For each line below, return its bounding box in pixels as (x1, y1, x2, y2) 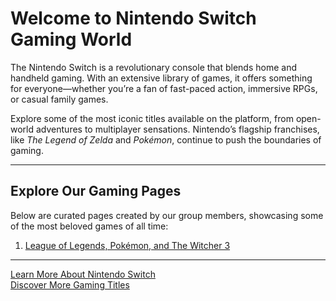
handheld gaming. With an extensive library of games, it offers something (10, 72, 313, 84)
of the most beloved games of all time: (10, 220, 169, 232)
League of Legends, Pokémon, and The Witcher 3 (24, 239, 231, 251)
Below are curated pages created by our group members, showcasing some (10, 209, 324, 221)
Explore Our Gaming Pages (10, 183, 182, 200)
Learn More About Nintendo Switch (10, 268, 156, 280)
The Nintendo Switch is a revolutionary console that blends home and (10, 61, 298, 73)
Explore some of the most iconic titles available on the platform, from (10, 112, 294, 124)
